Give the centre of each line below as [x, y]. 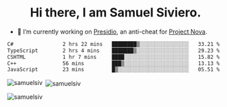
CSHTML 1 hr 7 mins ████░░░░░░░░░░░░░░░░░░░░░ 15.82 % [113, 57]
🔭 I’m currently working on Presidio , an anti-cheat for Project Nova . [112, 32]
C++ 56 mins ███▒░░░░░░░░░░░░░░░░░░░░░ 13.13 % [113, 63]
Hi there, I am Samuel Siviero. [116, 13]
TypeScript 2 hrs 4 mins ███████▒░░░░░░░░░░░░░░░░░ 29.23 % [113, 50]
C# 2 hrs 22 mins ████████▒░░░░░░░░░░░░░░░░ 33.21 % [113, 44]
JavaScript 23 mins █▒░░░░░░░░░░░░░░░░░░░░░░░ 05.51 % [113, 70]
